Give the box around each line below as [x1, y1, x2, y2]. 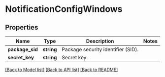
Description [86, 38, 114, 44]
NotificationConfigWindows [5, 3, 123, 15]
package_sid [7, 46, 38, 53]
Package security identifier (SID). [61, 46, 139, 53]
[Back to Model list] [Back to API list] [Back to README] [5, 67, 118, 73]
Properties [5, 23, 38, 32]
